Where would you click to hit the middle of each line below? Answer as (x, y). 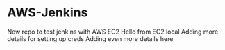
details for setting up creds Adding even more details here (90, 38)
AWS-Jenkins (48, 13)
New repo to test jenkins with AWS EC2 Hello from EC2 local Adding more (113, 32)
